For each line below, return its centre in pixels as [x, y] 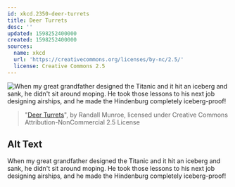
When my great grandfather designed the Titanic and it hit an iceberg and [114, 161]
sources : [20, 46]
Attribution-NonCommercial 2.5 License [82, 122]
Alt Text [25, 144]
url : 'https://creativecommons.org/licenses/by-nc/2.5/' [99, 60]
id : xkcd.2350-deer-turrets [49, 14]
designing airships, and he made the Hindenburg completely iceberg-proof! [117, 176]
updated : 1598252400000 [42, 33]
